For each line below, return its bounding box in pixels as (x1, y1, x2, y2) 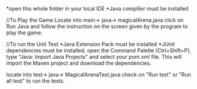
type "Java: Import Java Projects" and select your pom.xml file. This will (6, 53, 182, 60)
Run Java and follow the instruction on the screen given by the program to (6, 23, 188, 30)
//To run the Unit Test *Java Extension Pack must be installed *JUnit (6, 41, 175, 47)
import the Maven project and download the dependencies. (6, 59, 152, 66)
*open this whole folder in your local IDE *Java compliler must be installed (6, 5, 189, 12)
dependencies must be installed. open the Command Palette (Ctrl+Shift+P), (6, 47, 192, 54)
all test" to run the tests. (6, 77, 65, 84)
